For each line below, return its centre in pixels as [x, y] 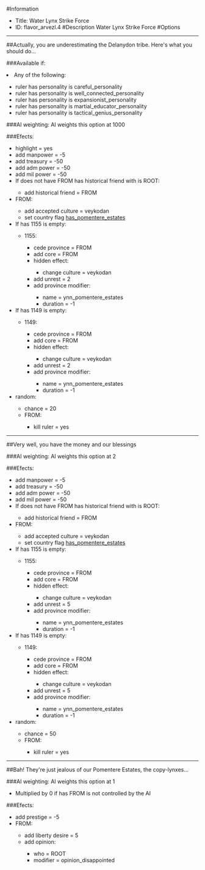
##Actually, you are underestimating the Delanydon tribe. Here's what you [99, 45]
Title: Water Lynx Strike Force [52, 20]
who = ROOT [49, 853]
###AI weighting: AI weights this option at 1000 [66, 124]
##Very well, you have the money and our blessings [71, 444]
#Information [23, 9]
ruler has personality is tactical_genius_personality [79, 113]
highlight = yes [34, 148]
